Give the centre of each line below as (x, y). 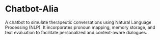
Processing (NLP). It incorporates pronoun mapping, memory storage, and (80, 27)
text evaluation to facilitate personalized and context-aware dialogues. (76, 32)
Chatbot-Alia (32, 9)
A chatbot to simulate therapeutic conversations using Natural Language (78, 22)
